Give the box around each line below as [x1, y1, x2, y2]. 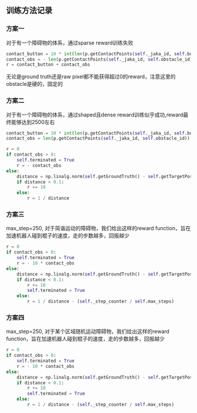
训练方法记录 [6, 5, 53, 16]
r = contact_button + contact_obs [6, 62, 91, 68]
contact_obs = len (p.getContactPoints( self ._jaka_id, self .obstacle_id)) [6, 136, 191, 142]
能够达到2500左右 [11, 118, 55, 125]
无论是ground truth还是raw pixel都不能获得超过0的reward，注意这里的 [6, 73, 176, 80]
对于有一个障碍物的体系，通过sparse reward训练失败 [6, 39, 134, 46]
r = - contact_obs [16, 162, 62, 169]
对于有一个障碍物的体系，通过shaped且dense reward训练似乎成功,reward [6, 111, 184, 118]
